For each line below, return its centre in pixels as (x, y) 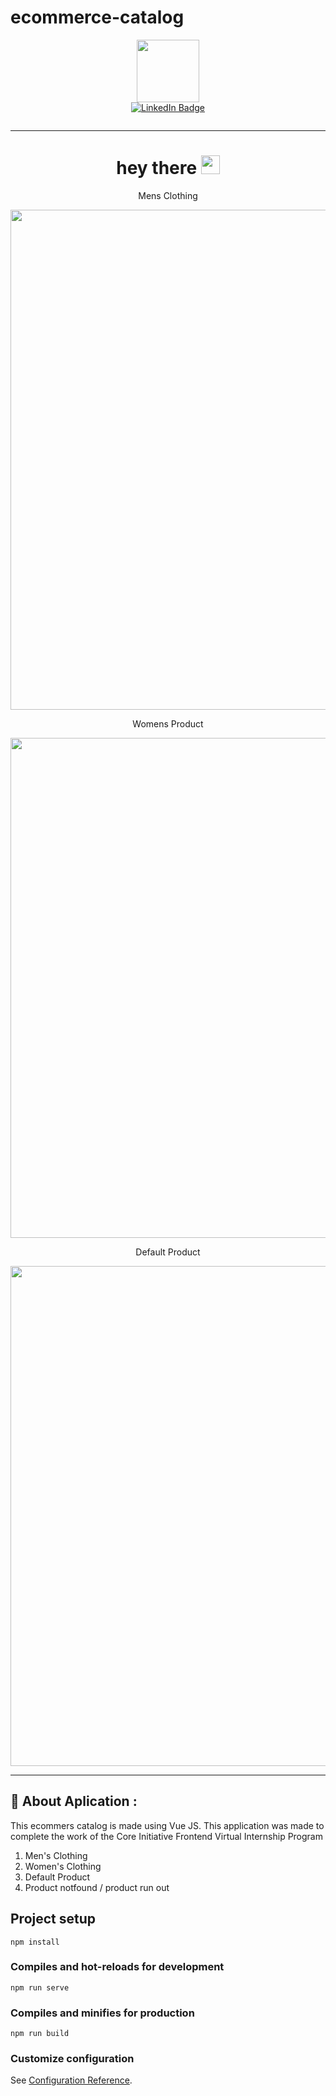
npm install (35, 1942)
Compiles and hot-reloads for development (117, 1967)
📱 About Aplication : (74, 1801)
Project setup (53, 1919)
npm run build (40, 2034)
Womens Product (168, 723)
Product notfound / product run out (97, 1887)
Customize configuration (72, 2059)
